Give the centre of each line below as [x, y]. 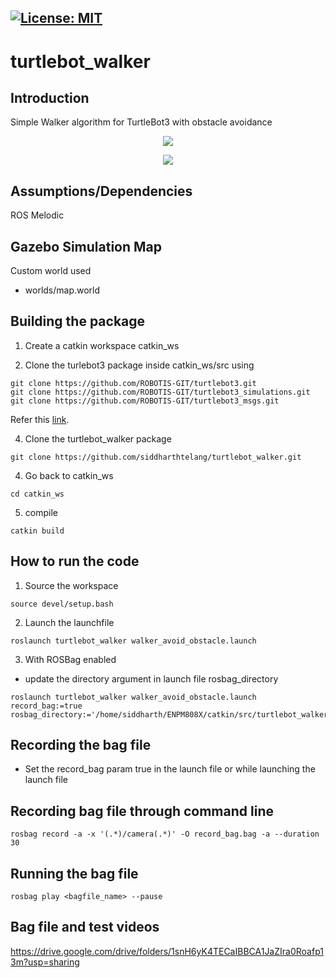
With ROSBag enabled [70, 659]
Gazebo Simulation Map [86, 246]
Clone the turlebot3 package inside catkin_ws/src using [139, 365]
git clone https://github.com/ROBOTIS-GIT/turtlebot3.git [133, 383]
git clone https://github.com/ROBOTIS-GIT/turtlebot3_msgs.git [145, 401]
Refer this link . [40, 419]
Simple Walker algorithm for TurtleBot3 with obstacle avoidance [141, 122]
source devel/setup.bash [62, 604]
